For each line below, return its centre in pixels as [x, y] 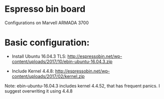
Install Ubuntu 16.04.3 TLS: [39, 56]
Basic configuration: [47, 43]
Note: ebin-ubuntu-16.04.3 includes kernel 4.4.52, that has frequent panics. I [82, 86]
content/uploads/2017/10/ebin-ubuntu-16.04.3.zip [62, 61]
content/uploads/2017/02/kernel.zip [48, 76]
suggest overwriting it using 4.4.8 [39, 91]
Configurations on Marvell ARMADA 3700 [47, 23]
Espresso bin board [45, 9]
